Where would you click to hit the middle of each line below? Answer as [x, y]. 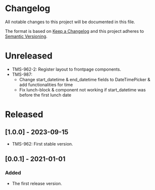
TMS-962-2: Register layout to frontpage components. [66, 69]
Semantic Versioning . [26, 36]
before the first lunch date [45, 95]
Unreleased [29, 56]
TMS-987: [22, 74]
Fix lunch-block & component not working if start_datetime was [83, 89]
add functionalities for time [46, 85]
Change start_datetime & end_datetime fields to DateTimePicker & [85, 79]
